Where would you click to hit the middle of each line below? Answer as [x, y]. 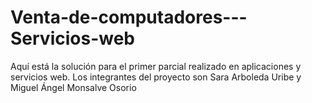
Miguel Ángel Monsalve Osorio [73, 87]
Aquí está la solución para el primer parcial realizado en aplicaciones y [156, 66]
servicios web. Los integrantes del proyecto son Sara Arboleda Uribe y [156, 77]
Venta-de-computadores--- [129, 17]
